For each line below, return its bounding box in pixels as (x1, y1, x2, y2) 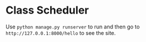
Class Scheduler (5, 4, 89, 17)
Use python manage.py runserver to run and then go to (5, 23, 140, 30)
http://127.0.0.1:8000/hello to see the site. (5, 29, 116, 36)
